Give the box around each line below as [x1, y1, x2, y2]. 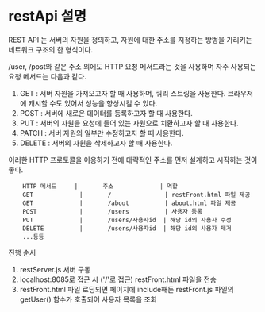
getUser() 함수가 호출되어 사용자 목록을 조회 [19, 295, 157, 304]
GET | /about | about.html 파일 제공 [22, 199, 236, 207]
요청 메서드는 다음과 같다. [8, 71, 87, 81]
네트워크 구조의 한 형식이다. [8, 44, 94, 54]
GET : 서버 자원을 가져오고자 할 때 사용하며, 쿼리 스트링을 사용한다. [19, 88, 226, 98]
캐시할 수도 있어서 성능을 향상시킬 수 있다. [28, 98, 158, 108]
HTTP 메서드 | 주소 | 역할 [22, 182, 179, 191]
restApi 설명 [8, 7, 87, 25]
